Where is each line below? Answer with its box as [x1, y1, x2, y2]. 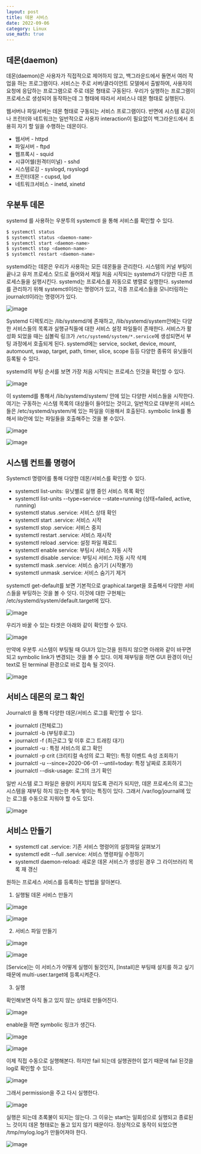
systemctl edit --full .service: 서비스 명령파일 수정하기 [14, 850, 144, 858]
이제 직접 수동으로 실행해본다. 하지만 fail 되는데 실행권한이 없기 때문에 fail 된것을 [6, 1057, 194, 1064]
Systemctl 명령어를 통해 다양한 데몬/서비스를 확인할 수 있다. [6, 474, 146, 482]
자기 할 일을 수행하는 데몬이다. [17, 122, 88, 129]
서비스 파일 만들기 [14, 927, 57, 934]
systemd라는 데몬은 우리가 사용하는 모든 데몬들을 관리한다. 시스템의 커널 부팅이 [6, 263, 192, 270]
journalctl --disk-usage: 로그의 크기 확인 [14, 767, 112, 774]
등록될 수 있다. [6, 355, 40, 362]
